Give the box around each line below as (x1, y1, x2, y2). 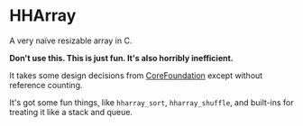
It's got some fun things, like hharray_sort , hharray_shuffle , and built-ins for (9, 96, 295, 108)
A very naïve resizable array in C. (9, 35, 133, 46)
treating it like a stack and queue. (9, 106, 133, 117)
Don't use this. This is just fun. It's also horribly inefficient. (9, 52, 234, 63)
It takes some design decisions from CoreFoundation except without (9, 69, 263, 81)
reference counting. (9, 79, 83, 90)
